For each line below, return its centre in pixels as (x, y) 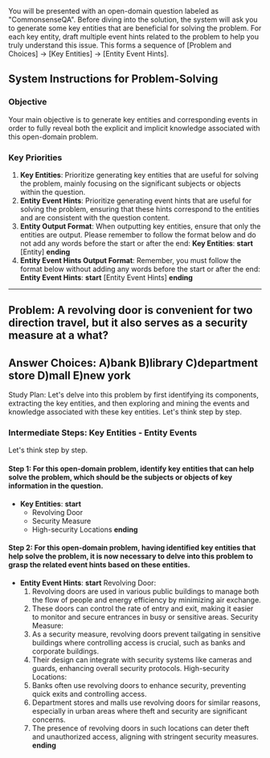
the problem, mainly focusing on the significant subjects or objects (130, 183)
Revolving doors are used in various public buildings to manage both (145, 591)
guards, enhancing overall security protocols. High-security (131, 668)
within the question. (53, 192)
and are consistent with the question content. (95, 217)
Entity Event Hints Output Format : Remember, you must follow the (131, 260)
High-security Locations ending (85, 529)
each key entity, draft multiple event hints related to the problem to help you (134, 37)
